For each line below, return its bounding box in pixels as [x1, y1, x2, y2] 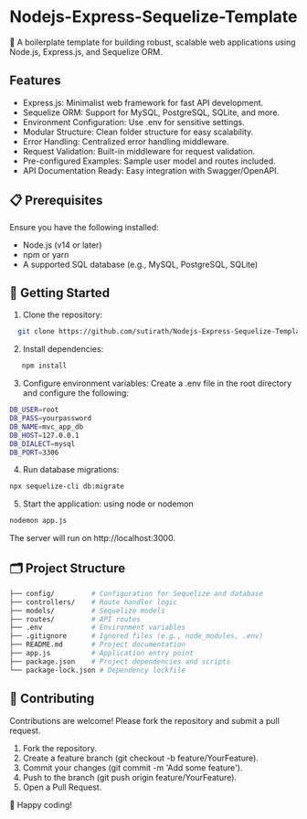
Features [9, 73, 61, 89]
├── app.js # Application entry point [9, 649, 195, 658]
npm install [21, 361, 68, 371]
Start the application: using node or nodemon [22, 498, 194, 509]
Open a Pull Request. [22, 782, 102, 792]
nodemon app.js [9, 516, 68, 526]
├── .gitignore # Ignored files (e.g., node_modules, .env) [9, 632, 263, 641]
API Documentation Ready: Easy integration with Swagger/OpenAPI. [22, 165, 280, 175]
